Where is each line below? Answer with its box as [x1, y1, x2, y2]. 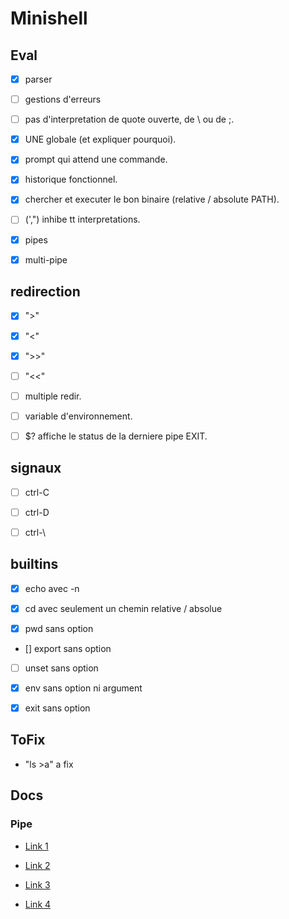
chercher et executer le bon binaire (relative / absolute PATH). [24, 193, 280, 206]
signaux [10, 460, 62, 477]
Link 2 [24, 859, 51, 871]
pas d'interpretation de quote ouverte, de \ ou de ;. [24, 113, 235, 126]
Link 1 [24, 840, 49, 852]
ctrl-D [24, 506, 50, 518]
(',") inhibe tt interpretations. [24, 213, 141, 226]
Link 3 [24, 878, 51, 891]
